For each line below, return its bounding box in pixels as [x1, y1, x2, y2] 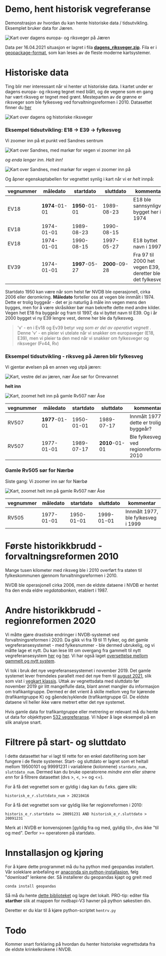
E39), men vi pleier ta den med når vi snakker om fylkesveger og [17, 336, 149, 341]
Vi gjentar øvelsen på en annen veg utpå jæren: [5, 364, 102, 370]
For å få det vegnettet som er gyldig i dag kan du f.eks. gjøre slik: [5, 784, 137, 789]
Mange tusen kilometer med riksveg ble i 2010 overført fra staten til [5, 567, 142, 573]
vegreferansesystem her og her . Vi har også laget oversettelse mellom [5, 653, 148, 659]
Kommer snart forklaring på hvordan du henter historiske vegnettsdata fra [5, 941, 156, 947]
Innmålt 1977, [125, 508, 159, 515]
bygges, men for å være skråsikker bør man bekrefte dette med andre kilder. [5, 305, 161, 311]
